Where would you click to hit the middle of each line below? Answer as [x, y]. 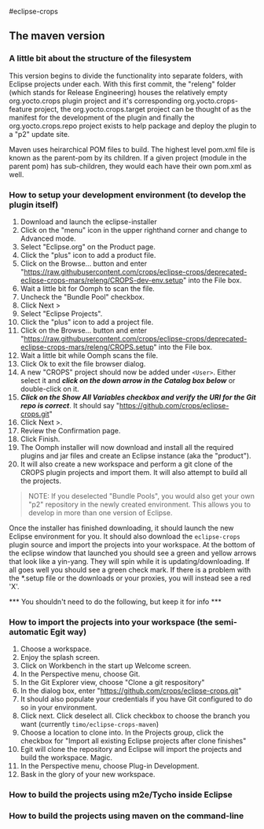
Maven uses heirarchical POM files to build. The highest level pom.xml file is [132, 149]
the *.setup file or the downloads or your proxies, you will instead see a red [130, 578]
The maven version [57, 36]
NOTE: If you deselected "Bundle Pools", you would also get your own [141, 496]
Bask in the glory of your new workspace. [88, 775]
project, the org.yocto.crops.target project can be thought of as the [142, 109]
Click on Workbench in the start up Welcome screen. [106, 666]
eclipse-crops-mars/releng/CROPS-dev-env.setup [102, 280]
